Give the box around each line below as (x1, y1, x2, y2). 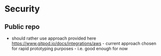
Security (4, 3, 40, 14)
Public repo (4, 23, 40, 31)
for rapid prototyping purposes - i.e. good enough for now (11, 46, 128, 51)
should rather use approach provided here (11, 35, 97, 41)
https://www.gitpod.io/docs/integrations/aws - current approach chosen (11, 41, 157, 46)
